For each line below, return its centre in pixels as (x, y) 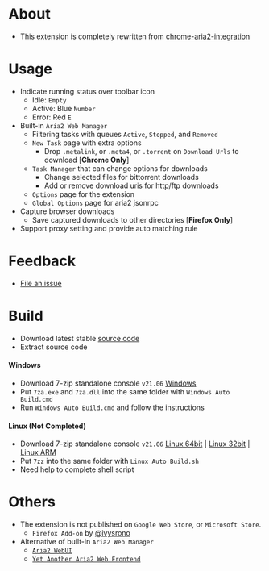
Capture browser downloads (67, 211)
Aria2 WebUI (52, 551)
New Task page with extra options (87, 143)
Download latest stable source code (80, 338)
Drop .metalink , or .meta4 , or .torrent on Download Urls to (141, 151)
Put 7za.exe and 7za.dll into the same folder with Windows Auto (125, 391)
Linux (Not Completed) (47, 426)
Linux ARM (38, 452)
